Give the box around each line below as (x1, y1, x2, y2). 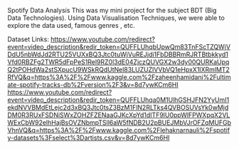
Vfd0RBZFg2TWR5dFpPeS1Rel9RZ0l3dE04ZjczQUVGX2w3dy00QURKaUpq (7, 58, 230, 66)
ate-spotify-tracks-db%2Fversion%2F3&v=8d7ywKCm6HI (7, 81, 179, 88)
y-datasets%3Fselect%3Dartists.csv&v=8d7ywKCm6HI (7, 133, 170, 142)
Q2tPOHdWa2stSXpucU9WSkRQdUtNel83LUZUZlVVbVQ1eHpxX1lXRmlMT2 (7, 66, 230, 73)
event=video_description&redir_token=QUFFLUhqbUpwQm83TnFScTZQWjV (7, 43, 231, 51)
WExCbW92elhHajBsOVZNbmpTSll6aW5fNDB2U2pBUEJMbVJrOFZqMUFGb (7, 118, 232, 127)
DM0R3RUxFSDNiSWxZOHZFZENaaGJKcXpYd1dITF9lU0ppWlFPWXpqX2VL (7, 111, 230, 119)
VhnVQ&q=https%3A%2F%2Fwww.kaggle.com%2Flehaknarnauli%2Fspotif (7, 126, 230, 134)
